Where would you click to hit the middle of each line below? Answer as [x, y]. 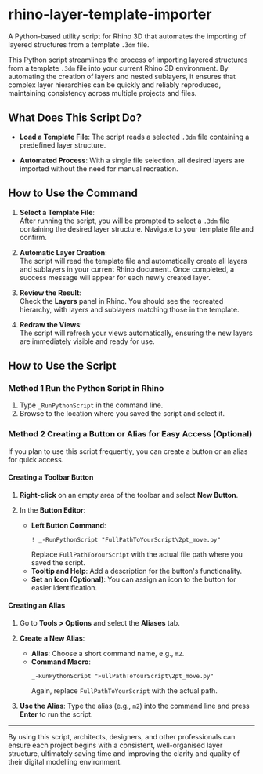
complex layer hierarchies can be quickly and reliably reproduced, [115, 85]
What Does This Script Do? [75, 118]
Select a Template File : [57, 212]
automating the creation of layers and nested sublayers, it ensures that [122, 76]
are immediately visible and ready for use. [87, 341]
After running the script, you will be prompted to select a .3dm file [124, 221]
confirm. [33, 237]
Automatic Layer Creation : [63, 252]
